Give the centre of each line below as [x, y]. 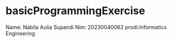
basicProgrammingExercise [76, 11]
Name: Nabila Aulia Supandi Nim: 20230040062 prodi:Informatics [86, 27]
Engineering [20, 33]
